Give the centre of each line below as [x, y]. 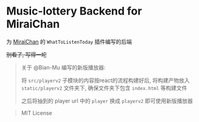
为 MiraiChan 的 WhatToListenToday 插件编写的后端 [69, 41]
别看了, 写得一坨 [26, 54]
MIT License [37, 113]
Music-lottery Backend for [74, 11]
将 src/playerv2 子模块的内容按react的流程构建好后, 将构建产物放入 [105, 80]
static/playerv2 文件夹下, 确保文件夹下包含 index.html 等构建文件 [104, 88]
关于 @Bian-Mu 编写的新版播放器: [63, 67]
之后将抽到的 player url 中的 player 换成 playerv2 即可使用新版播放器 [107, 101]
